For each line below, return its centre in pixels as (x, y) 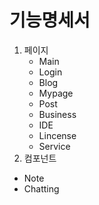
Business (57, 114)
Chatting (41, 188)
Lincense (57, 135)
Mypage (56, 93)
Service (54, 146)
